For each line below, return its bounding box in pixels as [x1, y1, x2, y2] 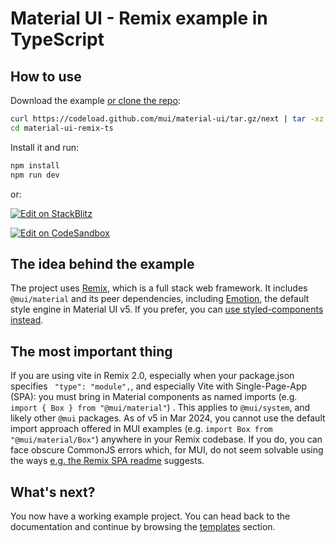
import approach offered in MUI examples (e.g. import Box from [10, 423, 273, 435]
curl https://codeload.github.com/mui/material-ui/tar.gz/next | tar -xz [10, 114, 325, 124]
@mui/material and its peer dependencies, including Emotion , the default [10, 293, 310, 305]
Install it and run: [10, 141, 80, 153]
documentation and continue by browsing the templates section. [10, 520, 276, 532]
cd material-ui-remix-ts [10, 123, 114, 133]
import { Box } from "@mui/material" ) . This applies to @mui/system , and [10, 402, 311, 414]
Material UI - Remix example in [10, 7, 268, 30]
